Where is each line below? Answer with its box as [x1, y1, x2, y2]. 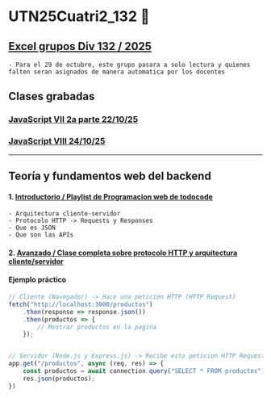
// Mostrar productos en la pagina [37, 323, 157, 331]
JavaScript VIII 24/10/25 [8, 136, 106, 147]
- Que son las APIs [8, 231, 74, 239]
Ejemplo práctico [8, 274, 67, 285]
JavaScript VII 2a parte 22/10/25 [8, 114, 139, 125]
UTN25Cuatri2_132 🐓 [8, 7, 151, 26]
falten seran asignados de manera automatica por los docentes [8, 68, 226, 76]
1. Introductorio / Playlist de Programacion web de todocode [8, 191, 214, 201]
